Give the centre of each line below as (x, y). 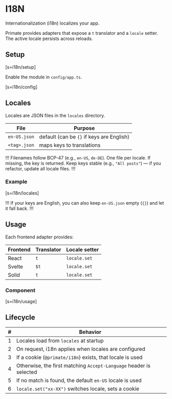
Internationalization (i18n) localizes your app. (52, 23)
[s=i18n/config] (21, 87)
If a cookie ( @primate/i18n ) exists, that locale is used (79, 357)
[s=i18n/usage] (21, 301)
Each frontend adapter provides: (39, 237)
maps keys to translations (70, 145)
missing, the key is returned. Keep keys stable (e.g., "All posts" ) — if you (83, 163)
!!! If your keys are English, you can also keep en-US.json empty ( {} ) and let (85, 203)
